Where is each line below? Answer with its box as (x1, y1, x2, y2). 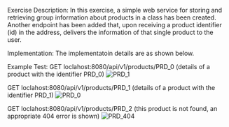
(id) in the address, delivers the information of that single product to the (7, 28, 214, 36)
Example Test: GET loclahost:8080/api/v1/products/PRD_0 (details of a (7, 63, 210, 70)
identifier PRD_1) (7, 91, 54, 99)
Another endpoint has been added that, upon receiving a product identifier (7, 21, 223, 29)
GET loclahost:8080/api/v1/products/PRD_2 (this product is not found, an (7, 105, 218, 112)
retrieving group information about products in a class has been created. (7, 13, 216, 22)
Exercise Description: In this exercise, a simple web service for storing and (7, 6, 223, 14)
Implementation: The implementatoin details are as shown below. (7, 49, 195, 57)
